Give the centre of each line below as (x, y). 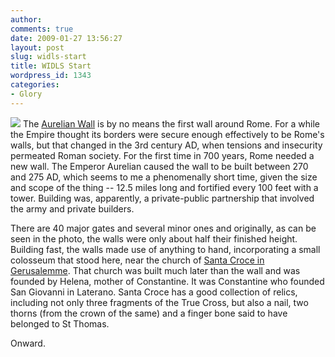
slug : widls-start (48, 57)
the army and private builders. (72, 208)
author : (26, 19)
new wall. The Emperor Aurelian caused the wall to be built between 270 (159, 166)
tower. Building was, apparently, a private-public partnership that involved (162, 198)
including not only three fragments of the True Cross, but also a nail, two (159, 302)
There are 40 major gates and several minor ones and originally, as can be (163, 228)
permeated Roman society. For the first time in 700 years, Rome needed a (162, 155)
